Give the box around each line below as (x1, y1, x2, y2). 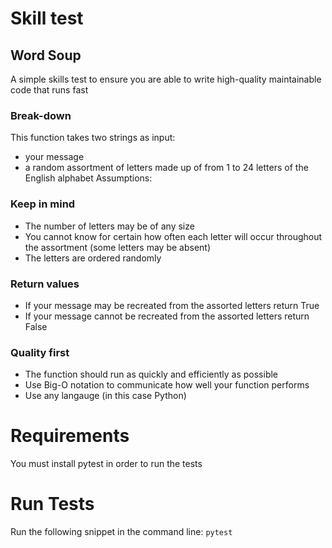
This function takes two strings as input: (10, 132, 176, 144)
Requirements (10, 425, 130, 447)
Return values (10, 277, 80, 291)
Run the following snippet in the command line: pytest (10, 526, 233, 538)
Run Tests (10, 493, 95, 516)
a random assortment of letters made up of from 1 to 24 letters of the (24, 162, 309, 174)
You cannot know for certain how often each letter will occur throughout (24, 230, 323, 242)
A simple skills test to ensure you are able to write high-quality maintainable (10, 73, 322, 85)
